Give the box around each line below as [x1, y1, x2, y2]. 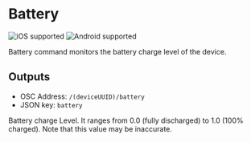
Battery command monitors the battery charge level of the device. [8, 47, 227, 56]
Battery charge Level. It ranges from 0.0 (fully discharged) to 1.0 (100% [8, 116, 244, 125]
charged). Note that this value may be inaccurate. [8, 124, 173, 133]
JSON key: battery [19, 99, 83, 109]
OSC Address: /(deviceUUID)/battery [19, 91, 145, 101]
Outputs [8, 70, 51, 84]
